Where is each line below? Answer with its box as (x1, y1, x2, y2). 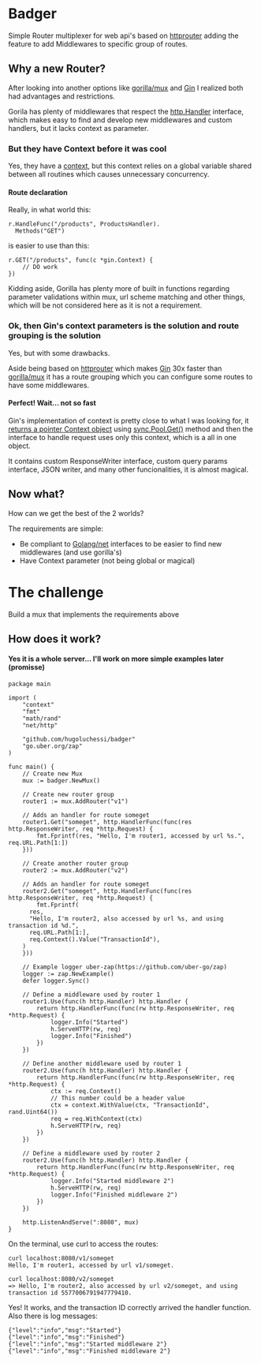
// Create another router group (22, 860, 129, 868)
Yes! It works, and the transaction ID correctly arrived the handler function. (8, 1303, 252, 1313)
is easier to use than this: (8, 241, 90, 251)
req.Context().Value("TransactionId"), (28, 935, 160, 943)
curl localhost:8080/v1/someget (8, 1255, 114, 1263)
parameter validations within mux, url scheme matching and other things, (8, 293, 246, 302)
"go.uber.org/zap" (22, 742, 83, 750)
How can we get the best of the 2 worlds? (8, 508, 144, 517)
